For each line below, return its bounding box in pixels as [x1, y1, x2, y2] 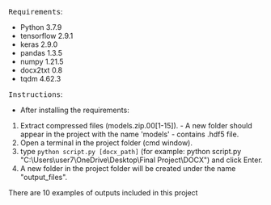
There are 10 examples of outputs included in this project [8, 188, 198, 197]
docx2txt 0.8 [19, 65, 63, 75]
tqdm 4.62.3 [19, 74, 61, 83]
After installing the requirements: [19, 105, 129, 115]
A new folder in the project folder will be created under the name [19, 164, 236, 173]
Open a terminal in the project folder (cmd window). [19, 138, 193, 148]
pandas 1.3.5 [19, 48, 63, 57]
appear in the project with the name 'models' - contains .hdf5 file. [19, 129, 239, 139]
